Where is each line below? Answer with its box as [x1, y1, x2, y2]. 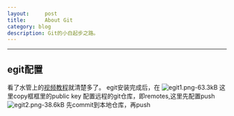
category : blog [7, 23, 52, 30]
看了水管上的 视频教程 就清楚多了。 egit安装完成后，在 [7, 83, 160, 92]
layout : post [7, 10, 58, 17]
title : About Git [7, 17, 73, 24]
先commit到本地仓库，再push [65, 101, 151, 109]
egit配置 [7, 63, 43, 75]
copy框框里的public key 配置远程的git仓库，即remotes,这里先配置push [13, 92, 215, 101]
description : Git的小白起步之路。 [7, 29, 99, 37]
